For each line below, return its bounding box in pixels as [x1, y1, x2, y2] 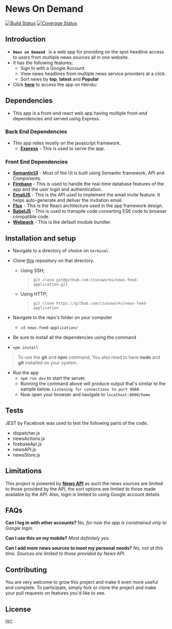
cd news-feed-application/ [20, 325, 78, 330]
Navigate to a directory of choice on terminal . [12, 247, 110, 253]
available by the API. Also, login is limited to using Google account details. [5, 491, 161, 497]
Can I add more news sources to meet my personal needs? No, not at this [5, 545, 163, 551]
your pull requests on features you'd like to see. [5, 590, 106, 596]
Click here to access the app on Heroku [12, 81, 97, 87]
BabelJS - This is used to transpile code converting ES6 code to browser [12, 208, 167, 214]
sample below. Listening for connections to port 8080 [20, 386, 139, 392]
